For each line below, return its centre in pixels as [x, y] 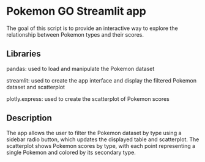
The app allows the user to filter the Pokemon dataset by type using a [94, 133]
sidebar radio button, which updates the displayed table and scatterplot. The [103, 139]
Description [29, 118]
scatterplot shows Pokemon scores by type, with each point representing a [101, 145]
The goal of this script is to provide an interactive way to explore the [92, 28]
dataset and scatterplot [36, 87]
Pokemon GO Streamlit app [76, 11]
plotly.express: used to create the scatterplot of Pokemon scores [88, 98]
